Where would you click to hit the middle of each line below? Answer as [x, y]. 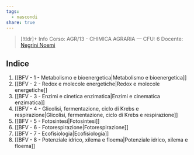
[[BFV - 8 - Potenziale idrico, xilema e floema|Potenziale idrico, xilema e [101, 140]
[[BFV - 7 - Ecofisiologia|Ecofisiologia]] [62, 134]
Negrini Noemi [38, 45]
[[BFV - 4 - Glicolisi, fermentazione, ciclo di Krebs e [77, 109]
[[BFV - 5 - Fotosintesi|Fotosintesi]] [57, 121]
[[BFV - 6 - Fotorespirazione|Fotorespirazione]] [71, 128]
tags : [13, 11]
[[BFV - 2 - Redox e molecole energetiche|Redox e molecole [87, 84]
